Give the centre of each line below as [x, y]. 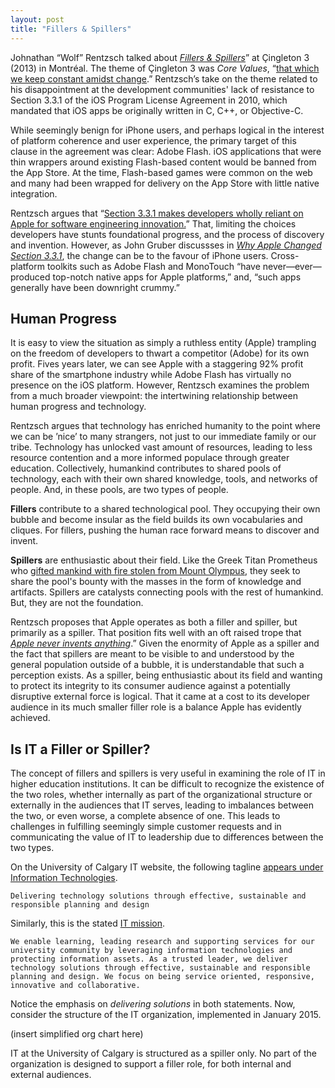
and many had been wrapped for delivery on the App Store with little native [165, 183]
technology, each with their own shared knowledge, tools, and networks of [164, 479]
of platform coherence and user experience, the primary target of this [153, 140]
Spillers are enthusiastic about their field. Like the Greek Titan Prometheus [164, 560]
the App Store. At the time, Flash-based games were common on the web [161, 172]
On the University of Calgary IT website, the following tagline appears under [167, 867]
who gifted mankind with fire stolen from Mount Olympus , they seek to [155, 571]
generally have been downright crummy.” [95, 287]
